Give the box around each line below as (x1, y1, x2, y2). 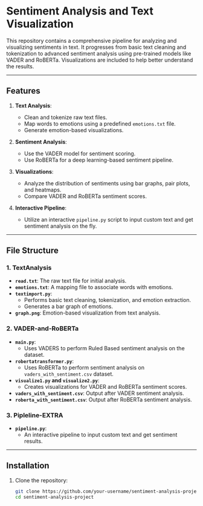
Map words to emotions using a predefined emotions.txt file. (24, 120, 176, 127)
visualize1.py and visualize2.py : (14, 376, 100, 384)
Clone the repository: (14, 476, 68, 484)
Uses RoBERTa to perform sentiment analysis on (24, 363, 145, 371)
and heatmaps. (24, 186, 62, 193)
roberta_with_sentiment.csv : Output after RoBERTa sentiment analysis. (14, 396, 192, 403)
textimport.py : (14, 290, 53, 297)
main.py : (14, 338, 36, 345)
